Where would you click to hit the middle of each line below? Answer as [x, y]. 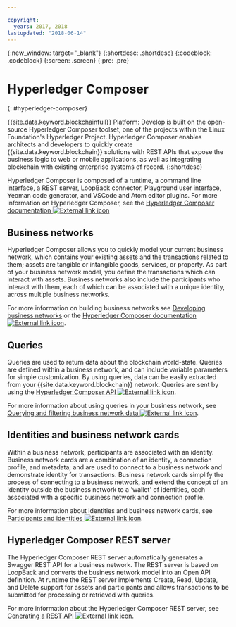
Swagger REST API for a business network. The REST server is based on [113, 564]
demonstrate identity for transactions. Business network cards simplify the [116, 474]
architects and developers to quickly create [70, 144]
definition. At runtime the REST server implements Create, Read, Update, [113, 579]
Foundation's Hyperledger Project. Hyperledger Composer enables [105, 137]
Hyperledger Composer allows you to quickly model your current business [115, 250]
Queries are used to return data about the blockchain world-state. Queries [115, 362]
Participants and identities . [75, 518]
